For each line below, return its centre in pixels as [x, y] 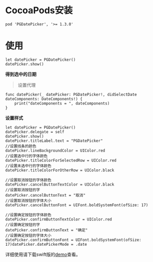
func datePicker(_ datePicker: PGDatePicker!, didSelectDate [71, 94]
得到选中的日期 [21, 74]
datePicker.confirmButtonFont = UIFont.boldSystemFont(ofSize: [73, 240]
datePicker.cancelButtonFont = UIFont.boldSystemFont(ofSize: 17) [77, 205]
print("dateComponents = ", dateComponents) [62, 103]
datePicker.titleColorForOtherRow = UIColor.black [60, 170]
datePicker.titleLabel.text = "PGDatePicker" [54, 141]
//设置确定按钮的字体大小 [28, 235]
